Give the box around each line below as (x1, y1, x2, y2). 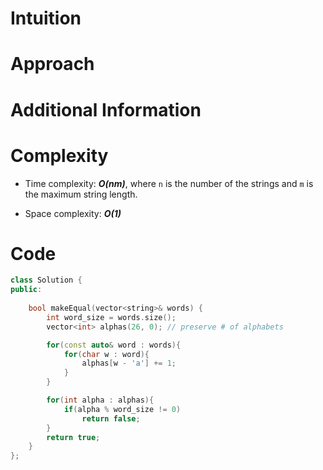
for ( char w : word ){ (63, 349, 150, 359)
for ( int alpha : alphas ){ (46, 395, 155, 406)
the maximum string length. (24, 188, 138, 200)
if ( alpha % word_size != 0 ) (63, 404, 182, 414)
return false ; (81, 413, 141, 424)
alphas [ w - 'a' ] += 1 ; (81, 358, 177, 369)
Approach (10, 53, 95, 76)
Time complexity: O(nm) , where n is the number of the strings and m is (24, 177, 314, 189)
